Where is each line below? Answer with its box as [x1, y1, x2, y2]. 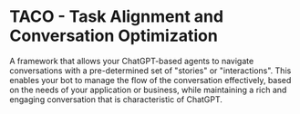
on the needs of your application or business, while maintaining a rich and [9, 84, 287, 95]
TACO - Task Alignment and [9, 6, 224, 27]
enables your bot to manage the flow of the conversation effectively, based [9, 74, 292, 85]
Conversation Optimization [9, 25, 219, 46]
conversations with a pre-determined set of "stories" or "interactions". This [9, 65, 292, 76]
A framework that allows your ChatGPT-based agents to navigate [9, 55, 254, 66]
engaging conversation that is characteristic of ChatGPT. [9, 93, 223, 105]
